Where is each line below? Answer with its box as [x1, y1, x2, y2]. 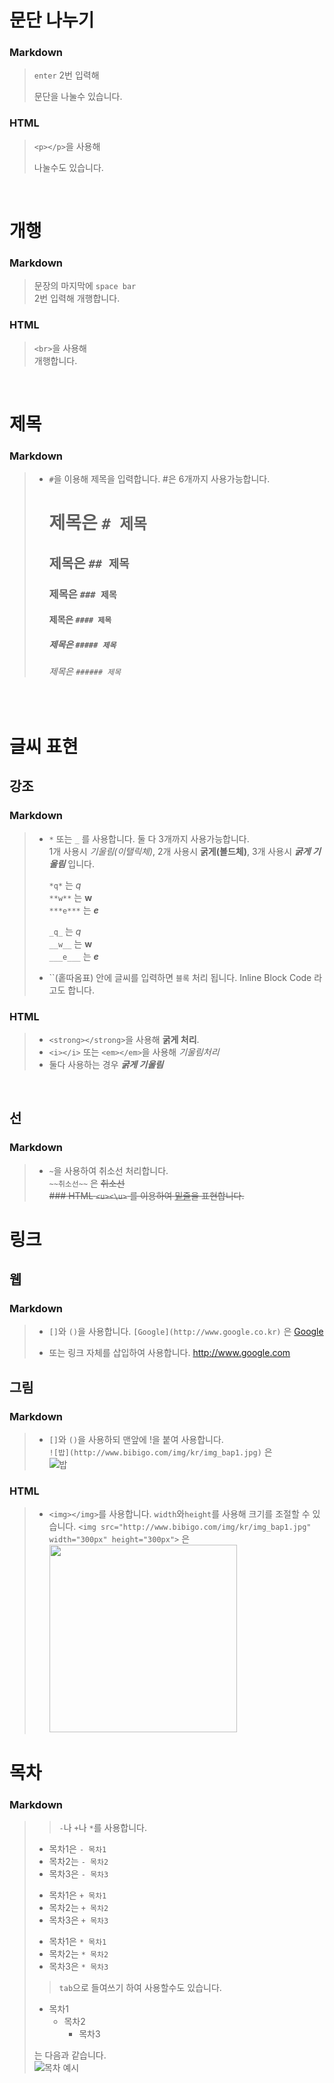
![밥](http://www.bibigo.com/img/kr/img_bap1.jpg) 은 [48, 1446, 273, 1458]
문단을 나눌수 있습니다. [33, 91, 123, 103]
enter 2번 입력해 [33, 69, 100, 81]
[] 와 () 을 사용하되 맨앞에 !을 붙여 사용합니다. [48, 1434, 224, 1446]
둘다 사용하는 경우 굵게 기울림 [48, 1058, 164, 1070]
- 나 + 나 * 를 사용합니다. [58, 1821, 148, 1833]
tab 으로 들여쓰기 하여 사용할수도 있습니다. [58, 1981, 222, 1993]
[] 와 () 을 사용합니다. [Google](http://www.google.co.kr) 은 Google [48, 1326, 324, 1338]
